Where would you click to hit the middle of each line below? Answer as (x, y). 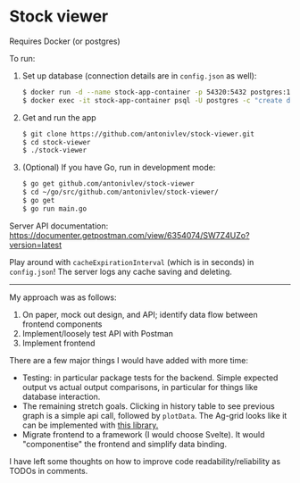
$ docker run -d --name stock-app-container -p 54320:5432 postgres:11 (158, 92)
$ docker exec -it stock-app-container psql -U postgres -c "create (152, 100)
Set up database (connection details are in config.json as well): (139, 75)
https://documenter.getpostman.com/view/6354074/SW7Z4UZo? (129, 235)
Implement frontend (58, 343)
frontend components (62, 324)
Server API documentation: (59, 226)
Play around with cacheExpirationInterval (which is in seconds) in (132, 262)
